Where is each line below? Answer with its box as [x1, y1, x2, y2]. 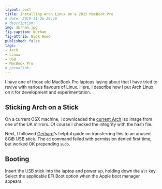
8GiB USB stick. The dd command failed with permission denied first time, [5, 136, 152, 142]
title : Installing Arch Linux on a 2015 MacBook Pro [5, 12, 114, 16]
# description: [5, 20, 36, 26]
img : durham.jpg [5, 25, 38, 30]
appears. [5, 178, 23, 184]
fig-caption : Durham [5, 30, 47, 34]
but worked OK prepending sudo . [5, 141, 70, 147]
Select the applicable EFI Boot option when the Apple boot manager [5, 173, 140, 179]
